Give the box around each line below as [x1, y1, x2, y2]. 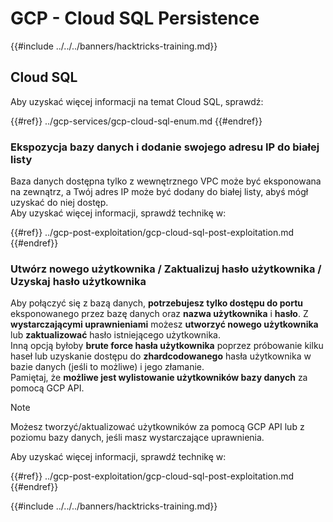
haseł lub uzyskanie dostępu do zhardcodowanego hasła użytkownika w [10, 350, 312, 362]
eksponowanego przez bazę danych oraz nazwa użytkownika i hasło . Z [10, 308, 309, 320]
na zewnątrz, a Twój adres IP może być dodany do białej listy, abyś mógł [10, 186, 309, 198]
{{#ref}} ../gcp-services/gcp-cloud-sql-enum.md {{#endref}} [10, 115, 263, 127]
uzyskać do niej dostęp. [10, 197, 109, 209]
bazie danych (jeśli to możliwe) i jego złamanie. [10, 361, 205, 373]
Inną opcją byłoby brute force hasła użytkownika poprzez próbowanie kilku [10, 340, 324, 352]
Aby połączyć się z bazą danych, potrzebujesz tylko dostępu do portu [10, 297, 303, 309]
